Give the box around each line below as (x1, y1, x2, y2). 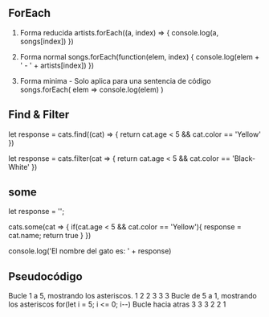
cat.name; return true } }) (8, 231, 92, 241)
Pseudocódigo (8, 270, 83, 283)
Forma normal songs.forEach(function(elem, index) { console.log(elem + (19, 51, 259, 61)
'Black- (231, 153, 256, 163)
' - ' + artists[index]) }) (19, 60, 95, 70)
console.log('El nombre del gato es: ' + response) (8, 246, 172, 256)
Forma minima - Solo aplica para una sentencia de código (19, 76, 211, 85)
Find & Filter (8, 108, 70, 121)
